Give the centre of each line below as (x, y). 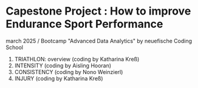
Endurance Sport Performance (84, 24)
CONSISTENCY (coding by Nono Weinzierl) (69, 72)
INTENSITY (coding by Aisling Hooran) (63, 66)
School (15, 47)
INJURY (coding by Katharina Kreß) (59, 78)
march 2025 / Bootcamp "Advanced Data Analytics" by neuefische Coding (99, 41)
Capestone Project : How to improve (98, 11)
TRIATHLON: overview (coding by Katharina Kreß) (77, 59)
